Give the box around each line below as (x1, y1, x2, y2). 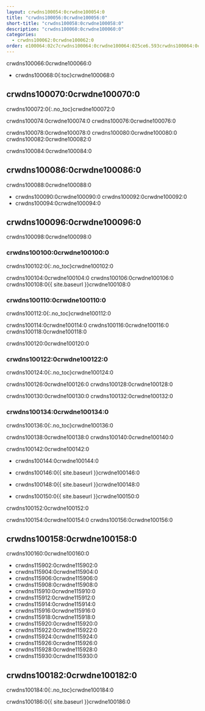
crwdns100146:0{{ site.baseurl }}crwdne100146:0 (15, 469, 140, 476)
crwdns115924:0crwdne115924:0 (15, 633, 98, 640)
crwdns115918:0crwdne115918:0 (15, 613, 96, 621)
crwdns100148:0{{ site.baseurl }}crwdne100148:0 (15, 481, 140, 488)
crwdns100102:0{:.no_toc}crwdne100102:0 (6, 262, 114, 270)
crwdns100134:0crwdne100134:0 (6, 408, 109, 416)
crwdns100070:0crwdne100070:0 (6, 89, 140, 99)
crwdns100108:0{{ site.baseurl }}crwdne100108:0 (6, 280, 131, 288)
